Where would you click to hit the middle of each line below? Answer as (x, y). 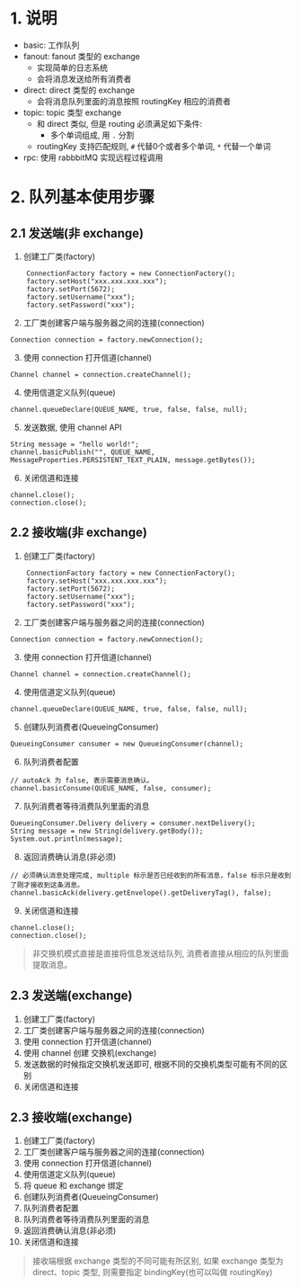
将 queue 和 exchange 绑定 (73, 1186)
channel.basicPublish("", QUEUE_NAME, (83, 452)
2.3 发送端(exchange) (71, 996)
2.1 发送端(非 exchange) (77, 233)
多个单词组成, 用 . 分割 (92, 135)
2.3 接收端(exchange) (71, 1117)
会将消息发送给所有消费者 (84, 78)
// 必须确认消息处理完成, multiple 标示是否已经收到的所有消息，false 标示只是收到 (150, 875)
